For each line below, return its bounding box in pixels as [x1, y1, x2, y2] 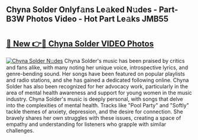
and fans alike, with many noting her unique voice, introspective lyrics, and [6, 64, 188, 71]
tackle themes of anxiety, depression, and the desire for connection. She [6, 108, 183, 115]
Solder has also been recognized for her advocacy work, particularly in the [6, 83, 189, 90]
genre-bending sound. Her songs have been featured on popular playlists [6, 71, 185, 77]
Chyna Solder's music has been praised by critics [64, 58, 185, 64]
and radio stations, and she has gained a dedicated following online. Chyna [6, 77, 189, 84]
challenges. [6, 127, 34, 134]
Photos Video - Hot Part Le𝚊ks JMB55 [26, 14, 168, 24]
